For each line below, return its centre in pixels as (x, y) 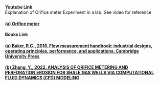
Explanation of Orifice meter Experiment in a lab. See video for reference (78, 12)
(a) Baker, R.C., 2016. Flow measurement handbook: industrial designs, (79, 46)
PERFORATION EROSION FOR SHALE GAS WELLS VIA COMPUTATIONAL (79, 73)
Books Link (17, 34)
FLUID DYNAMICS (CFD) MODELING (42, 78)
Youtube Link (19, 7)
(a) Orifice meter (22, 24)
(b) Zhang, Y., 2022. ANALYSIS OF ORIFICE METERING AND (67, 67)
